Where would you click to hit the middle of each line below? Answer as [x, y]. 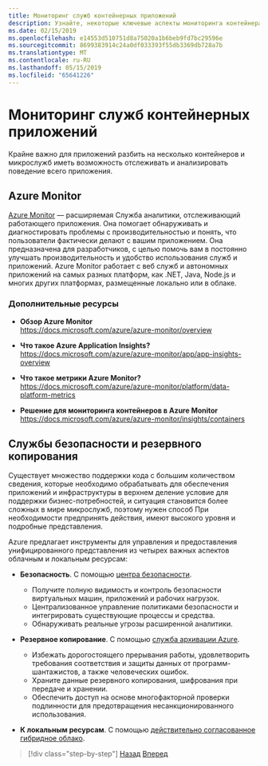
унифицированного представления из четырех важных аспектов [119, 551]
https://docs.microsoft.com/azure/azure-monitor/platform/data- [124, 386]
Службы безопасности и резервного [105, 444]
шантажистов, [56, 672]
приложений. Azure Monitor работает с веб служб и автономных [118, 266]
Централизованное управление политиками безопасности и [135, 607]
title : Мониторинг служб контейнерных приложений [93, 16]
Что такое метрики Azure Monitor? [80, 377]
